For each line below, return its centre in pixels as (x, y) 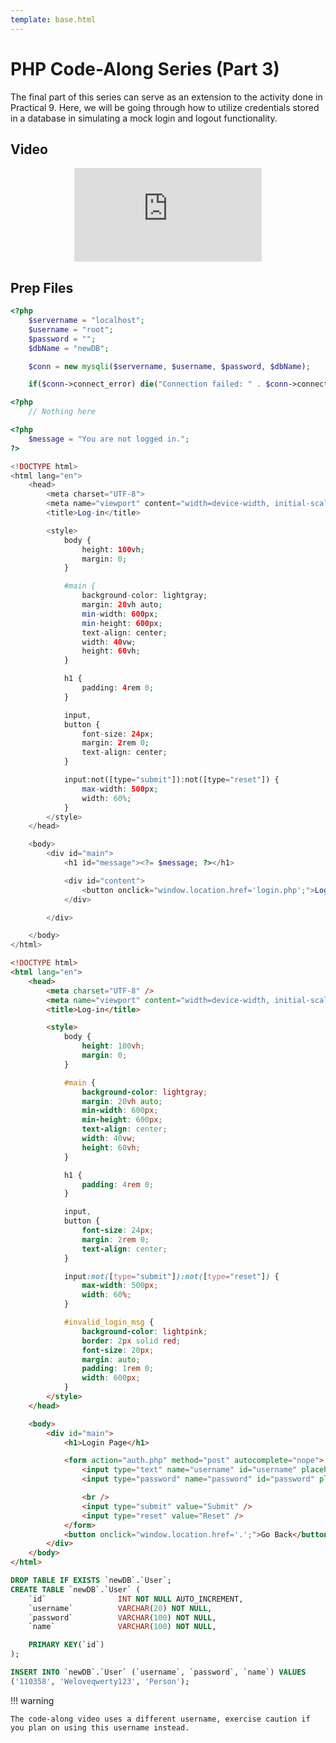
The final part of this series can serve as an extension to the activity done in (166, 97)
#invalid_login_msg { (109, 1322)
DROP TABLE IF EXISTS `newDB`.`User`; (91, 1581)
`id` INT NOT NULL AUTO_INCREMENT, (136, 1599)
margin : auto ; (111, 1359)
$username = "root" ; (71, 329)
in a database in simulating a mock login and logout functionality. (144, 118)
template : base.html (53, 19)
